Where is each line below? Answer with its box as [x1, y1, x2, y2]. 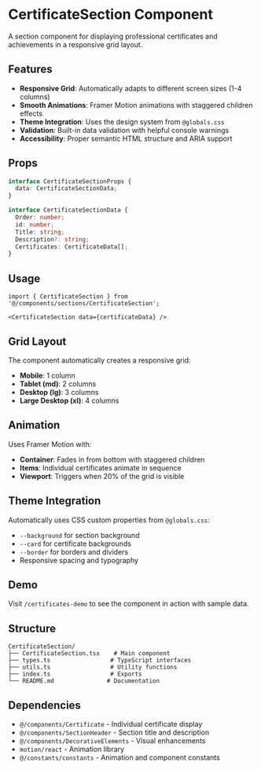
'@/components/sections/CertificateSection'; [8, 300, 160, 308]
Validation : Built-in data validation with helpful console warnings [19, 125, 230, 134]
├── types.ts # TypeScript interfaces [8, 657, 192, 665]
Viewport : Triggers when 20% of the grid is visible [19, 471, 185, 481]
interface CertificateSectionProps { [8, 177, 132, 186]
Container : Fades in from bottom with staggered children [19, 455, 205, 464]
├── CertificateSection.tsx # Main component [8, 650, 171, 658]
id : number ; [15, 220, 55, 229]
